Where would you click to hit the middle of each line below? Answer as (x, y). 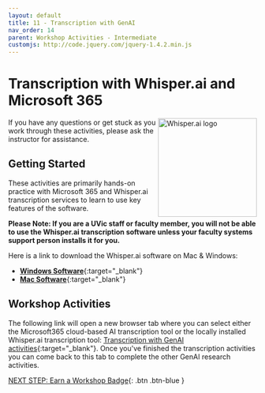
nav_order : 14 (32, 30)
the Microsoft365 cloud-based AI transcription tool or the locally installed (127, 331)
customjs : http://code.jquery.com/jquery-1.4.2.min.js (100, 45)
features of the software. (49, 208)
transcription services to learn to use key (75, 200)
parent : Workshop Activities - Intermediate (82, 37)
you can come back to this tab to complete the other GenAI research (119, 357)
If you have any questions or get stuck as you (82, 122)
